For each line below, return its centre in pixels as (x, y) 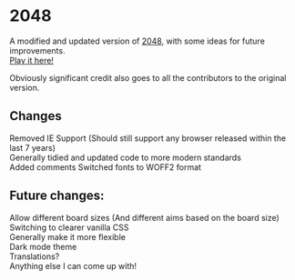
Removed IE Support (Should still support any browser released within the (148, 138)
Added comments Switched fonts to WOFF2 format (106, 167)
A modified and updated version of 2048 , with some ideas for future (137, 41)
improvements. (37, 50)
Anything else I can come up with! (73, 265)
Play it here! (32, 60)
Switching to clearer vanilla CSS (69, 227)
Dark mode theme (43, 246)
